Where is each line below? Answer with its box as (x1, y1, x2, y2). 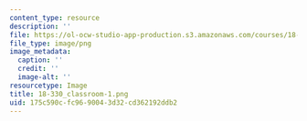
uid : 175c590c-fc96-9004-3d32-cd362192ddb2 (9, 97, 178, 107)
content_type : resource (9, 13, 101, 23)
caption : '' (17, 55, 64, 65)
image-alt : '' (17, 73, 71, 82)
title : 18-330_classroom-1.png (9, 89, 129, 98)
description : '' (9, 22, 71, 31)
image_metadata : (9, 47, 71, 56)
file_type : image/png (9, 38, 92, 48)
